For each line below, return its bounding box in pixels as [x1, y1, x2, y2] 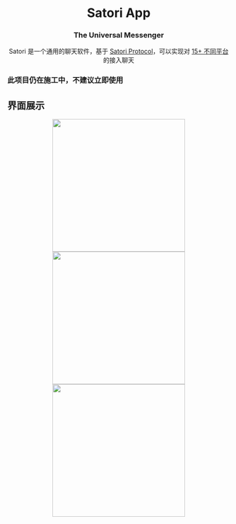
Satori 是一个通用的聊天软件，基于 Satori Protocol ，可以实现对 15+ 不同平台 [8, 47, 229, 56]
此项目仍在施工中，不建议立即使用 [7, 76, 124, 86]
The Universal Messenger [73, 30, 165, 40]
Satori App [87, 5, 151, 21]
